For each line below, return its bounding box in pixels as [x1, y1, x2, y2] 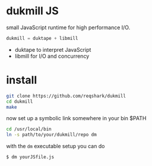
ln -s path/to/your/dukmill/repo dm [6, 132, 97, 138]
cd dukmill [6, 98, 33, 105]
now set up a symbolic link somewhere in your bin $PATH [6, 115, 147, 122]
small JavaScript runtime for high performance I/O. [6, 24, 131, 31]
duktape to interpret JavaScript [14, 46, 91, 53]
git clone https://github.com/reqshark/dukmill [6, 93, 126, 99]
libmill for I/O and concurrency [14, 52, 90, 59]
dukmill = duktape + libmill [6, 35, 78, 41]
